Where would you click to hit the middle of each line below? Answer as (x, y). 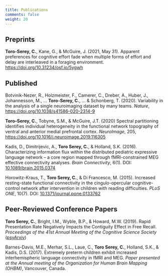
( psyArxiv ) (16, 237)
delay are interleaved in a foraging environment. (55, 62)
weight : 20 (17, 19)
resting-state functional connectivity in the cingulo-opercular (68, 183)
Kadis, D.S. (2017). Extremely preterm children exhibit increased (71, 252)
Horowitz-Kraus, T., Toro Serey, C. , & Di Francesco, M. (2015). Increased (80, 178)
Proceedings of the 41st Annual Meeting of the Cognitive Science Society (81, 232)
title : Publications (27, 10)
